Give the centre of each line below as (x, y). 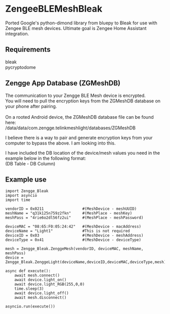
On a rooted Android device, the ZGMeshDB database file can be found (79, 117)
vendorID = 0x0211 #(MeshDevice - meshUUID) (71, 209)
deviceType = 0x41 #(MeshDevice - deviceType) (73, 240)
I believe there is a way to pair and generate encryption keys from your (79, 137)
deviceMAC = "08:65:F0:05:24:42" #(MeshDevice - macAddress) (73, 227)
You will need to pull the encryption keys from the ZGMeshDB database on (83, 101)
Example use (26, 179)
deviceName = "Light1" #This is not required (68, 231)
